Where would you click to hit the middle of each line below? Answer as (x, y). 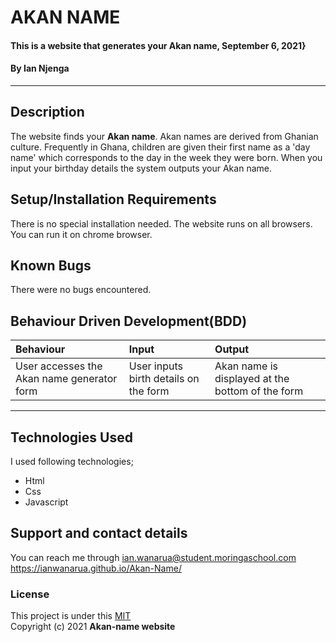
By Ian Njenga (40, 68)
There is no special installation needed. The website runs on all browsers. (161, 223)
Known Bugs (51, 265)
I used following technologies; (72, 462)
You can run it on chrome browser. (81, 234)
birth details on (164, 379)
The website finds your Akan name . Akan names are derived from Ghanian (164, 136)
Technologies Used (71, 437)
